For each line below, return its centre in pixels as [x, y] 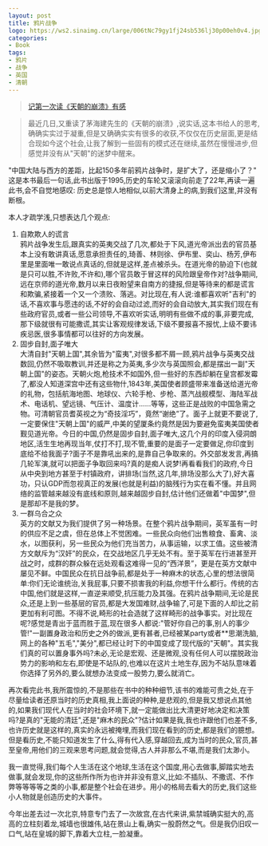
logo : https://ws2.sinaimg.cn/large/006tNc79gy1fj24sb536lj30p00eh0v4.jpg [135, 30]
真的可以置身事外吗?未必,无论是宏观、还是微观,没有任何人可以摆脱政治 [143, 653]
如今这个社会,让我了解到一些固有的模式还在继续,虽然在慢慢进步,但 [150, 143]
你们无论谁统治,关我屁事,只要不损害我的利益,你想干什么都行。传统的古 [144, 583]
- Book [19, 45]
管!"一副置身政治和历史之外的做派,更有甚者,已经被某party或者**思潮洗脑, [139, 633]
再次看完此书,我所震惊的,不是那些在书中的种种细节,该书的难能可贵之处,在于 [131, 690]
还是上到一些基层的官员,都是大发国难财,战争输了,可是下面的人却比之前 [144, 603]
